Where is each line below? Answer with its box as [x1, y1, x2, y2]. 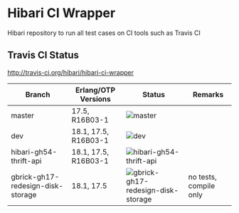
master [11, 110, 34, 120]
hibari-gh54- [11, 147, 58, 157]
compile [188, 180, 216, 190]
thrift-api [11, 155, 42, 165]
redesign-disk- [11, 180, 64, 190]
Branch [25, 89, 51, 99]
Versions [80, 94, 112, 104]
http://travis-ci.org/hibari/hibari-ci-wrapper [7, 68, 134, 76]
